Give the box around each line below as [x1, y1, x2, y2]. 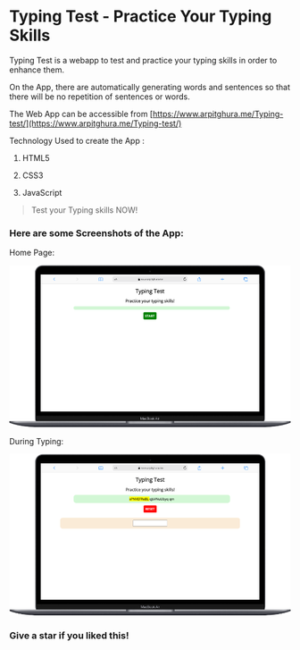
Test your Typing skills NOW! [30, 204, 138, 215]
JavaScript [21, 187, 62, 198]
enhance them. [9, 64, 65, 75]
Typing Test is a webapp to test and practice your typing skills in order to [9, 55, 278, 65]
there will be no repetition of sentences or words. [9, 91, 190, 102]
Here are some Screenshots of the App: [9, 226, 185, 239]
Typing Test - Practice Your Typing [9, 6, 272, 27]
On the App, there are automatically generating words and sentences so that [9, 81, 290, 92]
